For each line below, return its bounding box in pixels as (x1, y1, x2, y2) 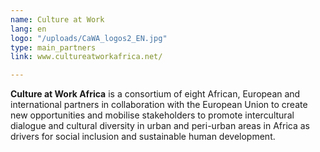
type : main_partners (10, 42, 97, 53)
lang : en (10, 24, 47, 34)
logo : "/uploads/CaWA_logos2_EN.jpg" (10, 33, 168, 43)
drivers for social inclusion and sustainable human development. (10, 131, 276, 143)
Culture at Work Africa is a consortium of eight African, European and (10, 88, 301, 100)
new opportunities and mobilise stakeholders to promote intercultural (10, 109, 295, 121)
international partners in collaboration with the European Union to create (10, 99, 308, 111)
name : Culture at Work (10, 14, 105, 25)
